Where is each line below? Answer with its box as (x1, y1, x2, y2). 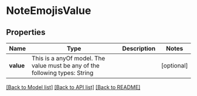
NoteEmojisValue (6, 4, 91, 17)
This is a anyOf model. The (31, 54, 106, 62)
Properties (6, 27, 46, 37)
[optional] (161, 62, 188, 69)
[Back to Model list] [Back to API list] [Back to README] (6, 84, 141, 91)
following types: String (31, 69, 94, 77)
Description (122, 45, 156, 52)
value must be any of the (31, 62, 100, 69)
